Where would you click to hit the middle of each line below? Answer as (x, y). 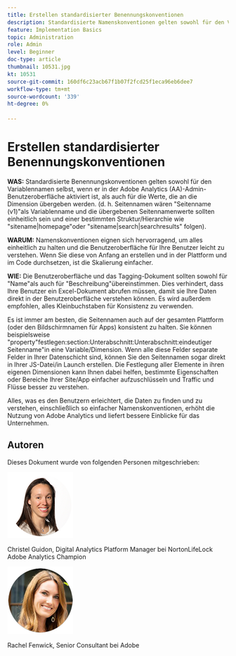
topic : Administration (40, 37)
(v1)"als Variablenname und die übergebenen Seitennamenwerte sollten (111, 211)
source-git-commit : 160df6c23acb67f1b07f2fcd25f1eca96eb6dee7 (100, 82)
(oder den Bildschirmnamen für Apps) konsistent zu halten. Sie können (110, 327)
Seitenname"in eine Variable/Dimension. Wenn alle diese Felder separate (113, 349)
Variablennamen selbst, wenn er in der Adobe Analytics (87, 189)
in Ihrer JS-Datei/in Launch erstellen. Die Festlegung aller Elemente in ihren (116, 364)
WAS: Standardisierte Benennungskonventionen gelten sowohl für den (110, 181)
